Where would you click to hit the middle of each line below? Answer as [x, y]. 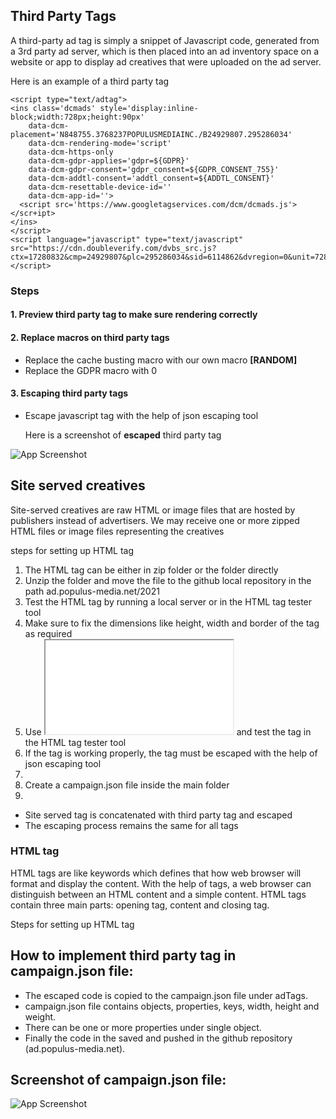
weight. [40, 1016]
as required [48, 633]
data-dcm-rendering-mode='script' [100, 143]
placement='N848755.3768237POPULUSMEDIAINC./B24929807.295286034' [151, 134]
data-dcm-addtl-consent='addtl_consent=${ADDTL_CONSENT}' [151, 178]
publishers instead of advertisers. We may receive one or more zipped [155, 520]
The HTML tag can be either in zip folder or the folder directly [151, 570]
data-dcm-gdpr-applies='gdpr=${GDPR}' [109, 160]
